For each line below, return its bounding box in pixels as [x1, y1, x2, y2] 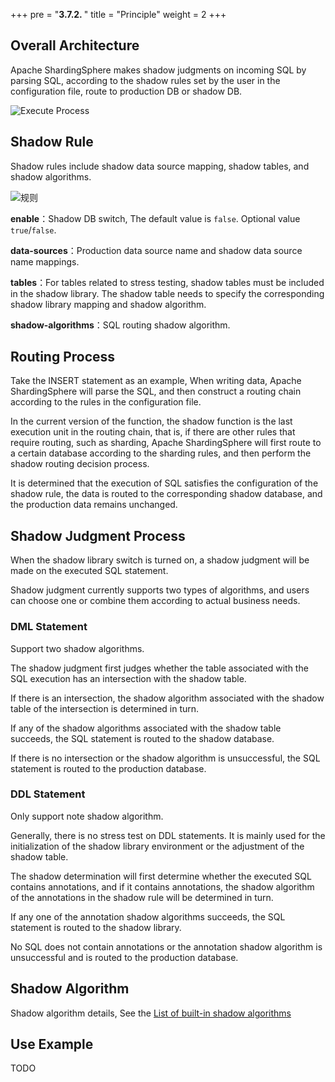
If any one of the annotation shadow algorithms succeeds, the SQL [10, 910, 286, 923]
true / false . [10, 224, 57, 236]
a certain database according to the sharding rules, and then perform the [10, 447, 312, 459]
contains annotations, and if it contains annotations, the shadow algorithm [10, 880, 315, 893]
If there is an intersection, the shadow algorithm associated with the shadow [10, 692, 325, 704]
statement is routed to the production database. [10, 762, 207, 774]
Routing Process [10, 349, 116, 366]
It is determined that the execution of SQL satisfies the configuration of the [10, 477, 319, 489]
